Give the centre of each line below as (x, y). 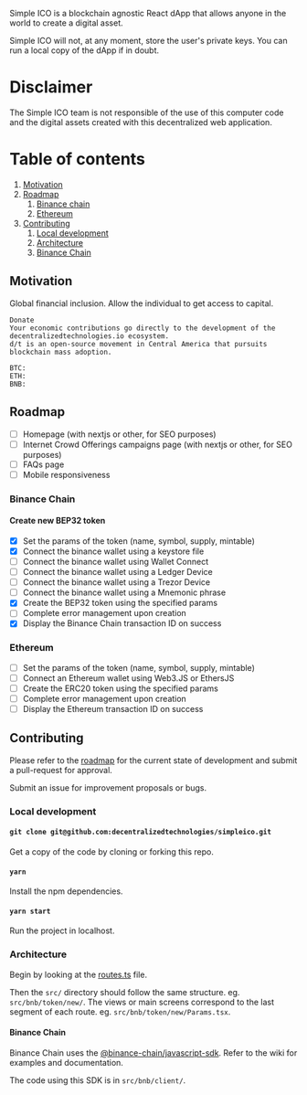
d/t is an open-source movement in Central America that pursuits (138, 344)
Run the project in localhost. (62, 930)
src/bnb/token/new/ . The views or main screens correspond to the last (142, 1002)
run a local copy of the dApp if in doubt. (85, 50)
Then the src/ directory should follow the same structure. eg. (125, 992)
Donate (22, 320)
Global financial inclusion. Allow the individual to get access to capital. (142, 303)
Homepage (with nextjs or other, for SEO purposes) (119, 434)
